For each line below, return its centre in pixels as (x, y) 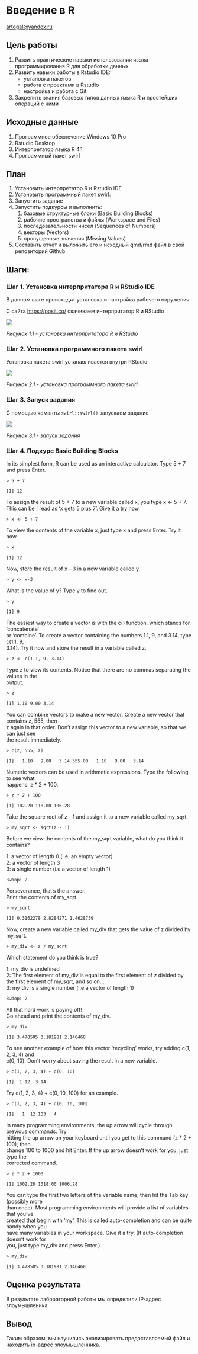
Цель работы (32, 45)
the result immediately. (34, 739)
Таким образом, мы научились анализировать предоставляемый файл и (98, 1338)
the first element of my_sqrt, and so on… (55, 981)
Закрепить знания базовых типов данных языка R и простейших (96, 97)
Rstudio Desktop (35, 143)
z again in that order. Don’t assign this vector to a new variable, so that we (96, 727)
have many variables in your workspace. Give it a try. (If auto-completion (95, 1233)
